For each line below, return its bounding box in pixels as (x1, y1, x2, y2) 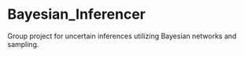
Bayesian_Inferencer (7, 5, 146, 23)
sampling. (7, 39, 39, 48)
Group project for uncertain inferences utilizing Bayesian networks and (7, 31, 237, 41)
